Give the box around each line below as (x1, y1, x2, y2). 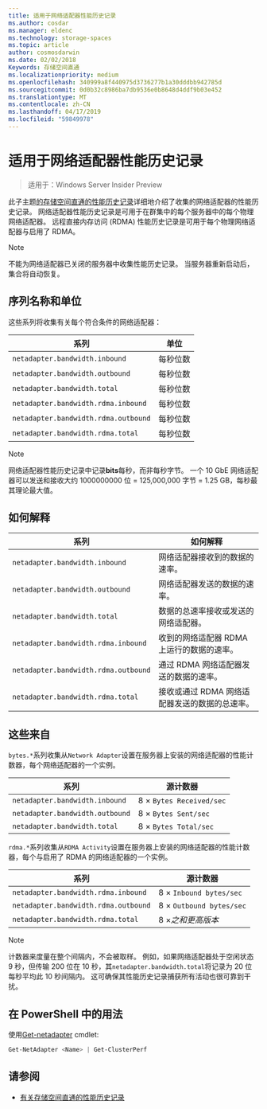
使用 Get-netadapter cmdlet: (8, 1030, 99, 1040)
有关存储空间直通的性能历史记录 (19, 1092, 125, 1102)
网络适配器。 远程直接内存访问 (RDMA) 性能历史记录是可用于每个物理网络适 (8, 217, 256, 226)
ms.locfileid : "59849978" (8, 115, 94, 123)
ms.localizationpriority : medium (8, 71, 119, 79)
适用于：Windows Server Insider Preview (27, 180, 163, 189)
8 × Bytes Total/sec (137, 821, 215, 832)
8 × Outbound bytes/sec (158, 900, 246, 912)
